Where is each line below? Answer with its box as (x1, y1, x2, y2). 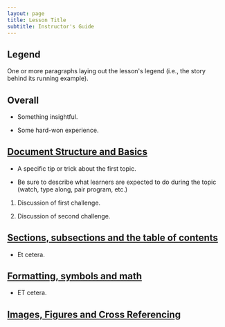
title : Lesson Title (7, 17, 67, 24)
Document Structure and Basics (7, 146, 147, 158)
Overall (7, 94, 39, 106)
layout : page (7, 10, 45, 17)
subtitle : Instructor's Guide (7, 23, 95, 30)
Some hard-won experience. (17, 126, 99, 134)
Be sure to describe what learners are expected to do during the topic (17, 178, 217, 186)
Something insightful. (17, 113, 78, 121)
